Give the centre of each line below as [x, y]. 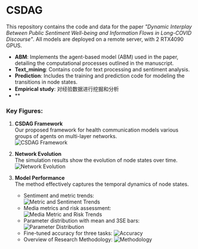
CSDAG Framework [39, 124]
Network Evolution [38, 154]
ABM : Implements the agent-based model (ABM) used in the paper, [96, 57]
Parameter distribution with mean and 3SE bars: [82, 221]
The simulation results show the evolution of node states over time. [96, 160]
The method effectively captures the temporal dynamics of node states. [102, 184]
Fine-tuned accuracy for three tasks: [68, 233]
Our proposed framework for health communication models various [96, 130]
